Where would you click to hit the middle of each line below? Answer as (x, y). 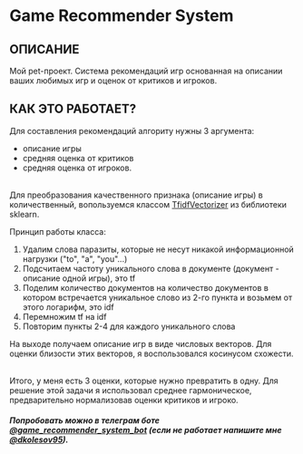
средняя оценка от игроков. (77, 168)
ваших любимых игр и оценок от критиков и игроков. (113, 81)
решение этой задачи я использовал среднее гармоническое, (131, 390)
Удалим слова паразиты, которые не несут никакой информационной (158, 249)
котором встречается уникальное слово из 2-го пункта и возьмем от (157, 297)
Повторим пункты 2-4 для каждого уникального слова (129, 326)
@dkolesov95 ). (39, 440)
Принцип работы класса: (58, 231)
